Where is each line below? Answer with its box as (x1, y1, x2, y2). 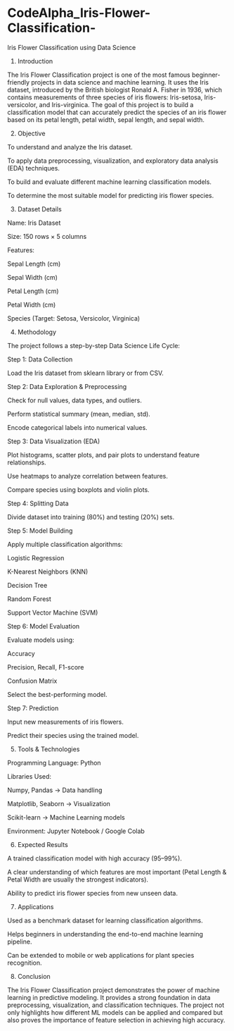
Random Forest (7, 594, 51, 603)
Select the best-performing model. (7, 690, 108, 698)
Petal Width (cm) (7, 300, 56, 309)
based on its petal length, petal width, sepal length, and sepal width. (7, 115, 205, 124)
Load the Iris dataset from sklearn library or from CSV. (7, 369, 164, 377)
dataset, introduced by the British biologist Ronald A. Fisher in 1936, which (7, 85, 223, 94)
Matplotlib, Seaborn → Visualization (7, 799, 111, 808)
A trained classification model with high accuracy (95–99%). (7, 854, 183, 863)
